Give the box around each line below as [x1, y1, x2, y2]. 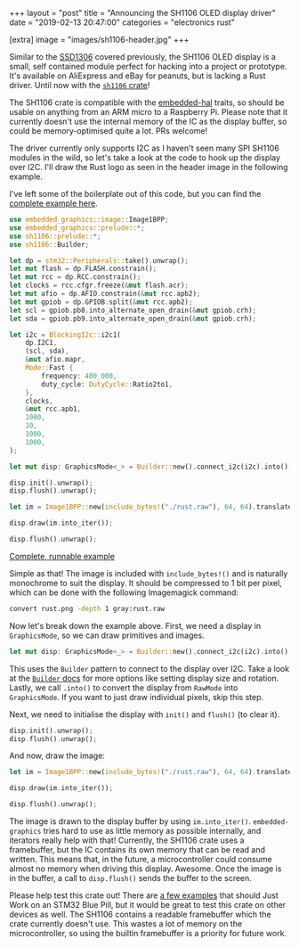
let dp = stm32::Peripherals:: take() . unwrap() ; [9, 256, 190, 265]
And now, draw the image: [9, 750, 105, 761]
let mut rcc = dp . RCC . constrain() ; [9, 273, 141, 282]
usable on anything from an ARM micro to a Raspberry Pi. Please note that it [9, 107, 287, 117]
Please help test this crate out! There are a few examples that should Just [9, 890, 279, 901]
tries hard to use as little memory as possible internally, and [43, 826, 262, 836]
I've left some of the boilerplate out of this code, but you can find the [9, 189, 262, 199]
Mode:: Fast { [25, 363, 74, 372]
